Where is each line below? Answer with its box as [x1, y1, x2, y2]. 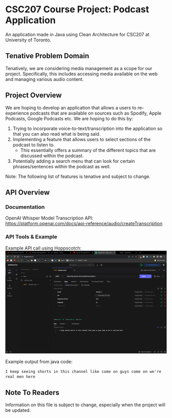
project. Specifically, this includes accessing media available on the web [5, 71, 158, 77]
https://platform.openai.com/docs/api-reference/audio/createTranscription [5, 221, 163, 227]
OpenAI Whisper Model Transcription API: [5, 215, 94, 221]
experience [5, 110, 29, 116]
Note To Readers [5, 388, 60, 397]
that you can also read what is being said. [12, 130, 101, 137]
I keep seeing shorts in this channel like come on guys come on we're [5, 369, 161, 375]
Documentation [5, 203, 45, 210]
